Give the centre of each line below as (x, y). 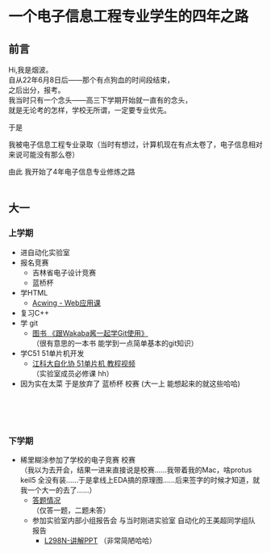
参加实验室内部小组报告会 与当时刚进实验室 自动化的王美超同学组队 (144, 520)
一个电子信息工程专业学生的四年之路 (129, 17)
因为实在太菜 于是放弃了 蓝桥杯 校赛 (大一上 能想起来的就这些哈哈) (130, 383)
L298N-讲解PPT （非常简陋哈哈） (100, 540)
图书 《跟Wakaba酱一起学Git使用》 (90, 333)
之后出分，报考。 (37, 90)
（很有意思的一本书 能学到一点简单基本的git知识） (115, 343)
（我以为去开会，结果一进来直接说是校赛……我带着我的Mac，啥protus (136, 470)
